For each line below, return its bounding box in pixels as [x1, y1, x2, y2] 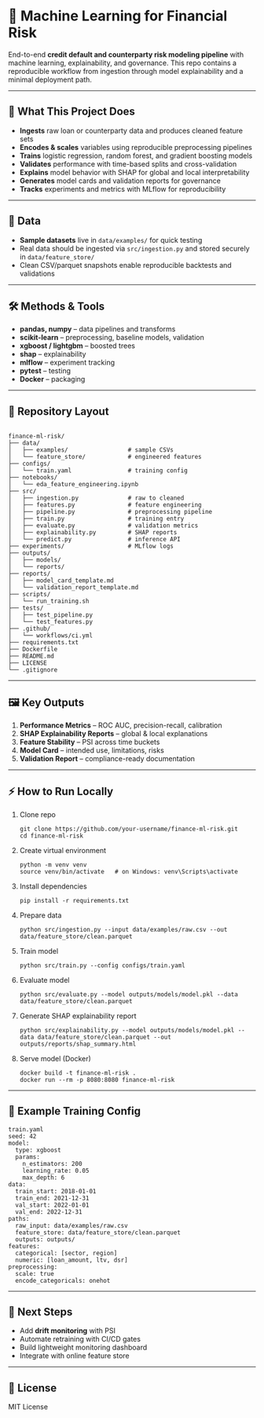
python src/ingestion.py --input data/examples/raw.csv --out [19, 925, 228, 933]
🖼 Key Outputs [8, 695, 85, 709]
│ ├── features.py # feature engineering [8, 501, 202, 509]
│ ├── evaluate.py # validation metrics [8, 522, 199, 529]
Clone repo [19, 809, 57, 819]
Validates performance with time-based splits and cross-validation [19, 159, 237, 168]
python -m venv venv [19, 860, 87, 869]
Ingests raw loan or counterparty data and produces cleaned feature [19, 126, 244, 135]
